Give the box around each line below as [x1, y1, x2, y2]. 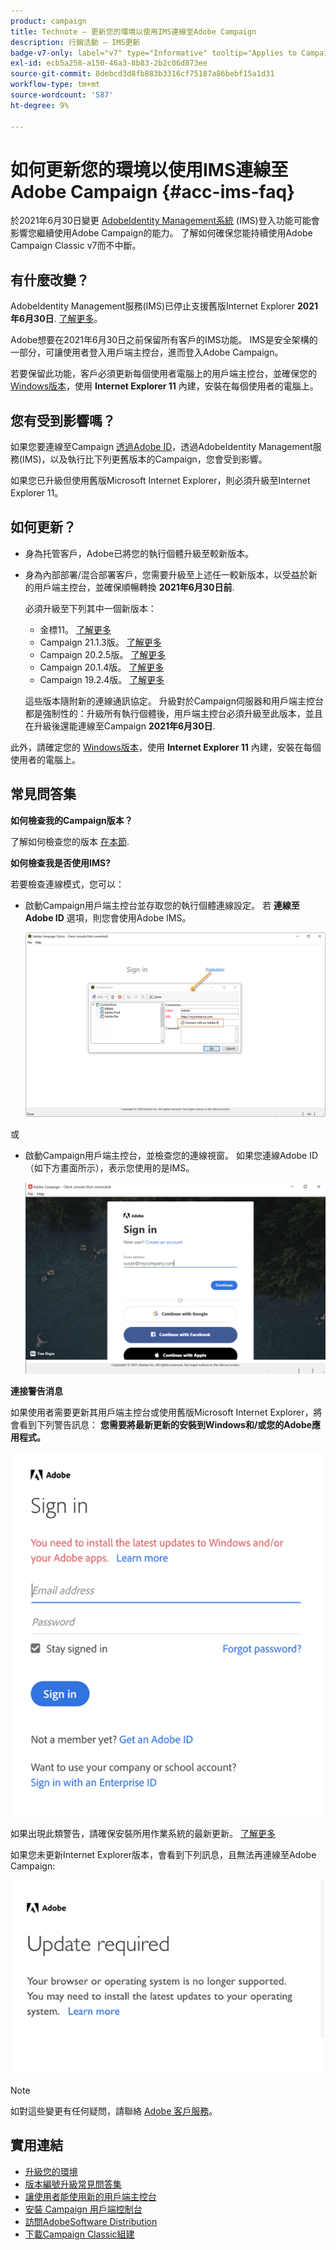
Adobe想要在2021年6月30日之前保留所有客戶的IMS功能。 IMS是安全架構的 [10, 334, 318, 346]
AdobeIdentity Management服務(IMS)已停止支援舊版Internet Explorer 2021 [10, 300, 319, 312]
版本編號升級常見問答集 [24, 2178, 122, 2190]
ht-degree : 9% [10, 100, 70, 110]
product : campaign [10, 16, 87, 26]
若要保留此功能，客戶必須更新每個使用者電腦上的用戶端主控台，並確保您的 [10, 368, 317, 380]
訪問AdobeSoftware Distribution [24, 2215, 158, 2227]
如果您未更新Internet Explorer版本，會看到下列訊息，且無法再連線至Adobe [10, 1848, 317, 1860]
